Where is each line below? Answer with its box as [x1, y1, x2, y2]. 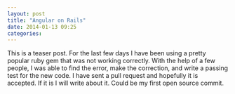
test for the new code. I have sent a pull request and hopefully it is [7, 72, 199, 80]
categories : [7, 29, 42, 37]
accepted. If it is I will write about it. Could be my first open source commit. [7, 79, 224, 88]
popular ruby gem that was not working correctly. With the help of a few [7, 57, 215, 65]
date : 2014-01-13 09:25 [7, 23, 77, 30]
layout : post [7, 10, 46, 18]
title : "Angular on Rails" [7, 17, 86, 24]
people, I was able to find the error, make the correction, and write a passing [7, 64, 229, 72]
